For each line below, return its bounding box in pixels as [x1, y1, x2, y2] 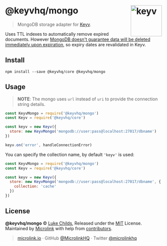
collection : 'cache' [14, 184, 57, 189]
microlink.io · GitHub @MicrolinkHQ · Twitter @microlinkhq [17, 235, 137, 241]
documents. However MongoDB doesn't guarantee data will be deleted [5, 36, 151, 42]
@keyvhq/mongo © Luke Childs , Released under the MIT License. [5, 220, 142, 226]
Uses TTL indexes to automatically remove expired [5, 31, 109, 37]
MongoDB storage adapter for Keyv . [17, 21, 91, 27]
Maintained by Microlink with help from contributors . [5, 225, 113, 231]
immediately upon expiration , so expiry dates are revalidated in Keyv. [5, 41, 146, 47]
